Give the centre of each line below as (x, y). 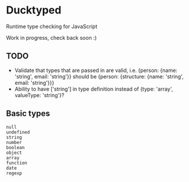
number (14, 142)
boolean (16, 147)
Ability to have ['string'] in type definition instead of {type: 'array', (94, 89)
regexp (14, 173)
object (14, 153)
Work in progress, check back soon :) (51, 37)
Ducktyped (34, 10)
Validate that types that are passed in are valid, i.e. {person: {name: (96, 70)
